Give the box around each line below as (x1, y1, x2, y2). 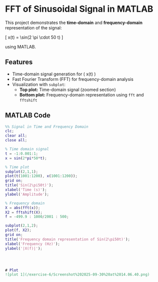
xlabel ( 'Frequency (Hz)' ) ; (5, 241, 60, 246)
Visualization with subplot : (12, 81, 66, 87)
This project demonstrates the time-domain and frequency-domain (5, 20, 143, 25)
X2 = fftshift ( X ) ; (5, 210, 43, 215)
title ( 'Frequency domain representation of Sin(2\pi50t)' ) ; (5, 236, 131, 242)
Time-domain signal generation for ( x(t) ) (12, 71, 96, 77)
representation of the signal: (5, 24, 62, 30)
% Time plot (5, 164, 29, 169)
